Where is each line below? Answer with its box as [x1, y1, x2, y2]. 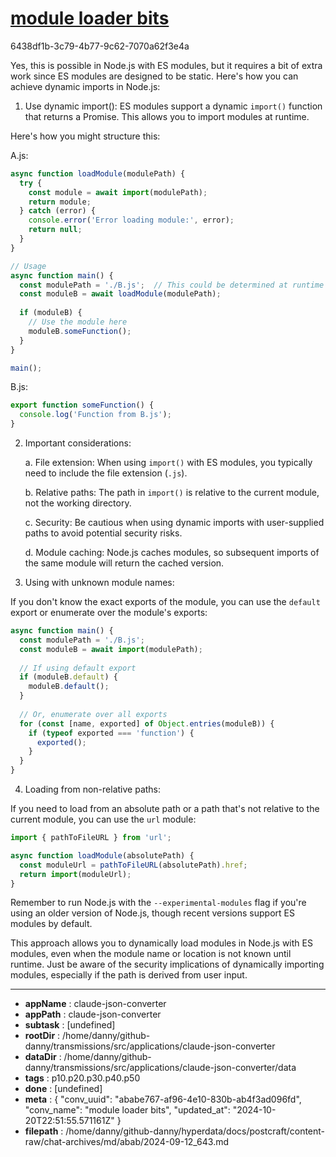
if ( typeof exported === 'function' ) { [28, 728, 195, 738]
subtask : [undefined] [24, 1019, 116, 1031]
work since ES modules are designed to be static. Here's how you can [10, 70, 299, 82]
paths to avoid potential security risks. [24, 527, 183, 539]
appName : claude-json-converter [24, 998, 167, 1010]
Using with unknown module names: [24, 577, 175, 589]
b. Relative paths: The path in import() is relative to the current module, [24, 487, 320, 499]
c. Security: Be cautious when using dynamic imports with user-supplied [24, 517, 325, 529]
